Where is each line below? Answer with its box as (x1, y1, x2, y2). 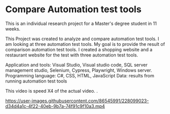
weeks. (5, 25, 20, 32)
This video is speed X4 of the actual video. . (5, 88, 98, 94)
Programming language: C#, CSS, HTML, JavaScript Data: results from (5, 72, 155, 78)
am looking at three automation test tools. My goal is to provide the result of (5, 41, 165, 47)
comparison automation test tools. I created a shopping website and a (5, 46, 153, 52)
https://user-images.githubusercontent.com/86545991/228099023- (5, 98, 150, 104)
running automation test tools (5, 78, 68, 84)
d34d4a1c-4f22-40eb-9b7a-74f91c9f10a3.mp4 (5, 103, 105, 109)
